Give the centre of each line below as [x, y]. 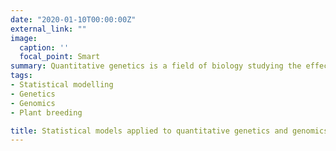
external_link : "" [48, 29]
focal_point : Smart [60, 57]
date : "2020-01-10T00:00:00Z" [73, 19]
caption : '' [44, 47]
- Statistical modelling [62, 85]
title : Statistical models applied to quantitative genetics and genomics [169, 131]
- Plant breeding [46, 112]
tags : [21, 76]
